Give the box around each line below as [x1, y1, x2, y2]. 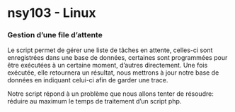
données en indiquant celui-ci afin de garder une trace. [7, 76, 168, 85]
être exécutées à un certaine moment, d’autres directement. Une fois [7, 61, 208, 70]
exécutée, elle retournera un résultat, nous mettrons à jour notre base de [7, 68, 219, 77]
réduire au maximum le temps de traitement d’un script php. [7, 97, 182, 106]
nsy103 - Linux [7, 5, 96, 21]
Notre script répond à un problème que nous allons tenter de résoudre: [7, 89, 214, 98]
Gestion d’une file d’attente [7, 30, 103, 40]
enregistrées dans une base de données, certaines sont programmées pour [7, 54, 228, 62]
